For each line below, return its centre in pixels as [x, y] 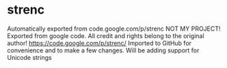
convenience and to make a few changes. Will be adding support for [103, 50]
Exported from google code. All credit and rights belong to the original [106, 35]
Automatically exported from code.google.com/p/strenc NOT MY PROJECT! [114, 29]
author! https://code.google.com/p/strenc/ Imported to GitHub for [99, 43]
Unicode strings [30, 57]
